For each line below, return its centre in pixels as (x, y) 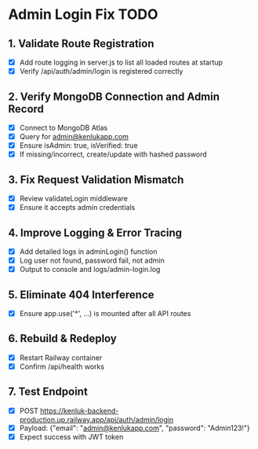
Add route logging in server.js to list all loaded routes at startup (121, 62)
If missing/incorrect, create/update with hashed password (113, 154)
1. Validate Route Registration (81, 44)
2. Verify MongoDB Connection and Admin (114, 96)
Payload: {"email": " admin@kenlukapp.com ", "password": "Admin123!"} (135, 428)
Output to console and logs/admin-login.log (90, 270)
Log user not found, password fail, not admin (92, 260)
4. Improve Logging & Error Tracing (95, 232)
